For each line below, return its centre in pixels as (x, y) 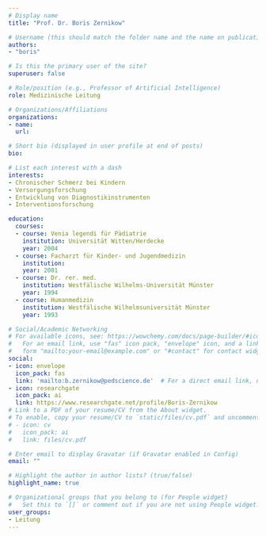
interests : (26, 175)
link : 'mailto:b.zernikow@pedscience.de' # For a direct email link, (134, 381)
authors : (23, 44)
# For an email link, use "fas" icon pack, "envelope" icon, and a (125, 344)
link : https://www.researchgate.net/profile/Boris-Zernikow (116, 403)
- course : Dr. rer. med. (56, 278)
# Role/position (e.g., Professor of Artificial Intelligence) (115, 88)
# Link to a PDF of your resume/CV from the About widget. (108, 410)
